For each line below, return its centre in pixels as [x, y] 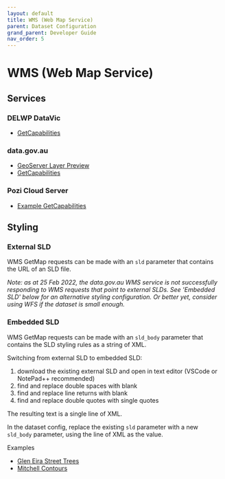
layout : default [30, 13]
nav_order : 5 [26, 39]
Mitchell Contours [42, 468]
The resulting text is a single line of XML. [64, 414]
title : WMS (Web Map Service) [50, 20]
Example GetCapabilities [52, 205]
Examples [21, 447]
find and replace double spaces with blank [77, 386]
